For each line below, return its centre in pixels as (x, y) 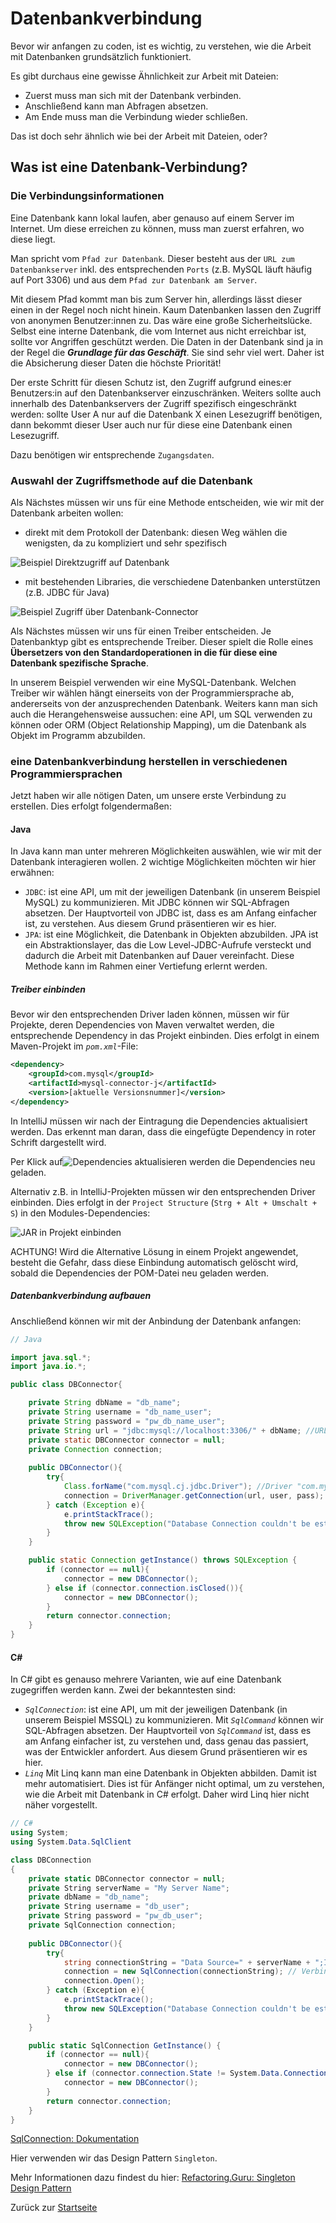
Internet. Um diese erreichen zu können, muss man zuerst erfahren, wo (157, 228)
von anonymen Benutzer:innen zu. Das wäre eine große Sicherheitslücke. (161, 320)
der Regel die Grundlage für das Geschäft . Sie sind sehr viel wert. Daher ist (167, 352)
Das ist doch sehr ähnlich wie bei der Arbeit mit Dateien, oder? (139, 136)
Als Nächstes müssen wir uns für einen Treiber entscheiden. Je (141, 631)
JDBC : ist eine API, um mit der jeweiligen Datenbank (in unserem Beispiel (172, 892)
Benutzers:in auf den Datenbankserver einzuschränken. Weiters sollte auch (166, 393)
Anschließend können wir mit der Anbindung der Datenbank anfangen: (156, 1321)
